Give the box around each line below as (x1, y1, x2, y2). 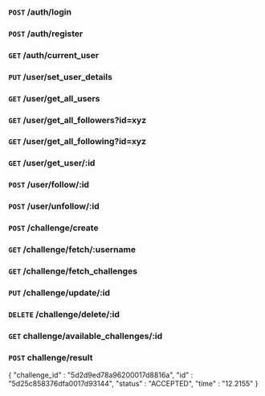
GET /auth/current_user (8, 49, 99, 60)
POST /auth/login (8, 6, 72, 18)
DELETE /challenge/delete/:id (8, 308, 120, 320)
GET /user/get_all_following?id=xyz (8, 136, 147, 147)
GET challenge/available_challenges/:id (8, 330, 163, 341)
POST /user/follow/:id (8, 179, 90, 191)
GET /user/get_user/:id (8, 158, 96, 169)
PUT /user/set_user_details (8, 71, 112, 82)
